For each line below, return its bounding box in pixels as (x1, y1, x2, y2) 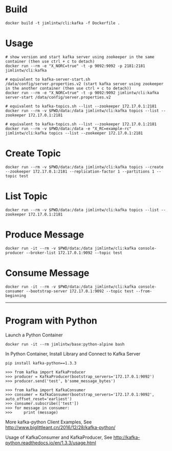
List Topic (5, 190, 48, 202)
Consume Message (5, 267, 90, 278)
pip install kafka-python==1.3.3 (5, 360, 77, 366)
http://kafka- (113, 434, 140, 440)
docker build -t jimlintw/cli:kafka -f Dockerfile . (5, 20, 120, 26)
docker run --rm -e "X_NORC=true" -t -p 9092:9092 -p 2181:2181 (5, 63, 145, 69)
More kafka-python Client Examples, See (5, 419, 92, 425)
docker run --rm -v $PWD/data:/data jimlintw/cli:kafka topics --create (5, 164, 164, 169)
